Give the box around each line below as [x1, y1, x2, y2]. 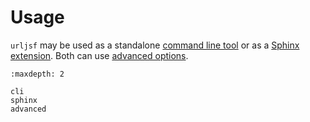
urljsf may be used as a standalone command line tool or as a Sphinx [10, 39, 300, 51]
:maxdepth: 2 [10, 69, 65, 79]
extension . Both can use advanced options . [10, 49, 189, 61]
